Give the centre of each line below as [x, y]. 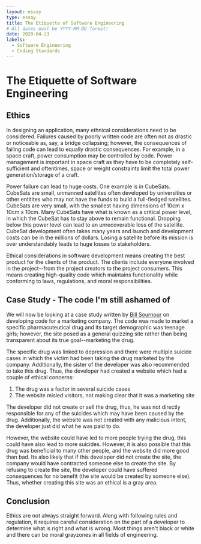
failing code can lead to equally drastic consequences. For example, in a [95, 149]
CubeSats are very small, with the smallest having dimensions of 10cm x [95, 206]
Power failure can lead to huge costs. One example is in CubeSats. [88, 186]
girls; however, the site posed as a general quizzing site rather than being [97, 334]
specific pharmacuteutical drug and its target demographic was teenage [95, 327]
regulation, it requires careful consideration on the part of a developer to [95, 522]
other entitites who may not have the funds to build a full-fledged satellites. [99, 199]
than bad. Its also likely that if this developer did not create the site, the [94, 457]
